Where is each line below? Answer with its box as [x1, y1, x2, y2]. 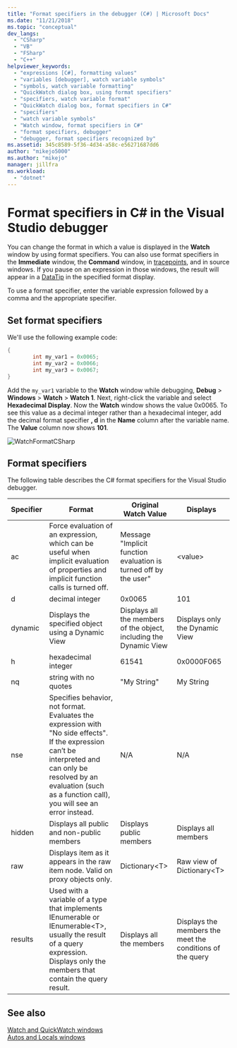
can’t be [49, 745, 76, 755]
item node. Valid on [49, 865, 113, 875]
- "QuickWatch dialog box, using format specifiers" [13, 89, 172, 96]
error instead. [49, 808, 94, 817]
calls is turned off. [49, 583, 109, 592]
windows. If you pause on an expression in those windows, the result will [7, 265, 219, 274]
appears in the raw [49, 857, 111, 867]
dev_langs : [7, 30, 39, 37]
